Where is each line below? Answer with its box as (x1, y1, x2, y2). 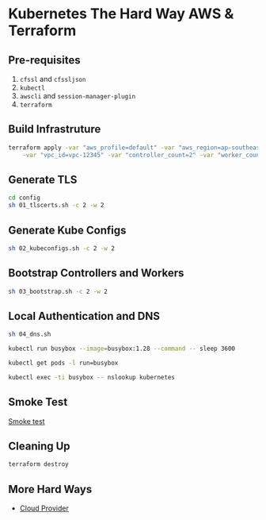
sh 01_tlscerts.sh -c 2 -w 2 (8, 202, 104, 210)
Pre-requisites (8, 53, 81, 67)
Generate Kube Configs (8, 223, 127, 237)
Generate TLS (8, 172, 78, 187)
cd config (8, 194, 41, 202)
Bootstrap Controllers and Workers (8, 267, 184, 280)
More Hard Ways (8, 482, 93, 496)
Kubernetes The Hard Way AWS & (8, 5, 234, 23)
